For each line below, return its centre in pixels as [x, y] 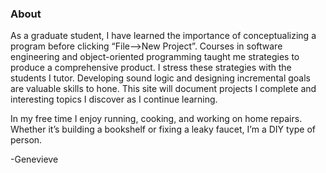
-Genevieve [34, 159]
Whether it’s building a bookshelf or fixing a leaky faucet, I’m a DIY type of [163, 129]
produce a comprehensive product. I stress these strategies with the [151, 68]
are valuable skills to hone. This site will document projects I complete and [163, 89]
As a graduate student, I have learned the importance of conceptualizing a [163, 36]
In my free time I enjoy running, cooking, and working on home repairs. [156, 119]
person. [26, 140]
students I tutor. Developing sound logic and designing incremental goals [160, 78]
